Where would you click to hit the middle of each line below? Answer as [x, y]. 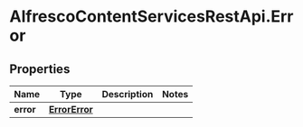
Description [128, 94]
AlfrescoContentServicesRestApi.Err [151, 17]
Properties [40, 69]
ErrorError [71, 109]
